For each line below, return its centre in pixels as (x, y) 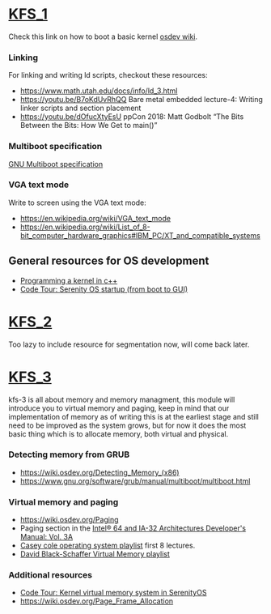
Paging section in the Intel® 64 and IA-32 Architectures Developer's (133, 528)
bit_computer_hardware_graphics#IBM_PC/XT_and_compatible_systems (140, 235)
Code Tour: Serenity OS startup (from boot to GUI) (104, 289)
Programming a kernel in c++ (69, 280)
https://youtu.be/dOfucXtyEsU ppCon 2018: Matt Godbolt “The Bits (132, 117)
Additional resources (51, 575)
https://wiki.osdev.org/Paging (69, 520)
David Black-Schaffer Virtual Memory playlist (95, 554)
